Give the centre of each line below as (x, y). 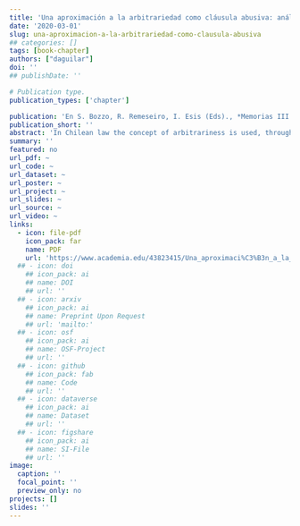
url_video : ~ (33, 216)
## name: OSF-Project (65, 350)
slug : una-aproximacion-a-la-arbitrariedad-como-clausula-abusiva (135, 34)
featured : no (33, 150)
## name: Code (51, 382)
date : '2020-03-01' (46, 26)
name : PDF (44, 250)
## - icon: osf (46, 333)
